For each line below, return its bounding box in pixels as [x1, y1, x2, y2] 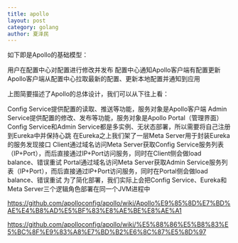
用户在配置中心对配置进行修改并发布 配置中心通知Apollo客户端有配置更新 [7, 65, 221, 75]
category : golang [7, 23, 59, 31]
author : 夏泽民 [7, 30, 49, 38]
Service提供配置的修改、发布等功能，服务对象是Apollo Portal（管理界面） [7, 114, 223, 122]
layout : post [7, 17, 46, 24]
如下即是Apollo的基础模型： [7, 50, 89, 59]
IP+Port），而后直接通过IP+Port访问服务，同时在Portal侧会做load [19, 167, 208, 175]
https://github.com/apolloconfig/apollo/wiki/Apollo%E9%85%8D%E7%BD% [7, 199, 231, 207]
